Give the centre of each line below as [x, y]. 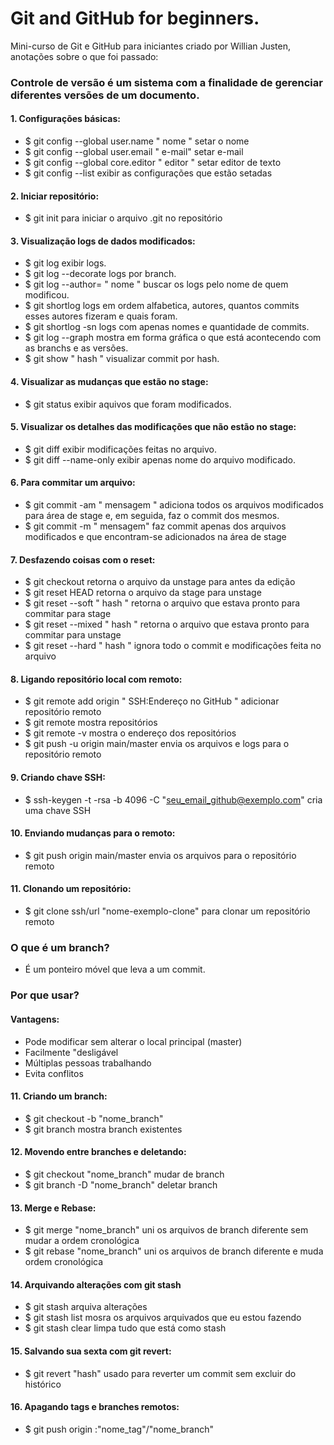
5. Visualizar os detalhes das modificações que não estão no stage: [153, 427]
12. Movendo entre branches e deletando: [98, 1152]
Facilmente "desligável [71, 1052]
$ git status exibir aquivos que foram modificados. [128, 404]
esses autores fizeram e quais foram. [101, 316]
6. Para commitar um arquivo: [73, 483]
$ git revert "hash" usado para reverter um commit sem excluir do [160, 1373]
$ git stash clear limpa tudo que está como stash [125, 1328]
